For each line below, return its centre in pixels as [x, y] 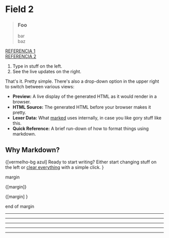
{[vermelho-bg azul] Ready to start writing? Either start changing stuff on [81, 162]
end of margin [20, 206]
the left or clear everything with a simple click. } [55, 167]
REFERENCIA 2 [21, 56]
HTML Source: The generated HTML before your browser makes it [82, 107]
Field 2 [20, 9]
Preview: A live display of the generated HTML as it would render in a [84, 96]
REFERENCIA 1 [20, 51]
